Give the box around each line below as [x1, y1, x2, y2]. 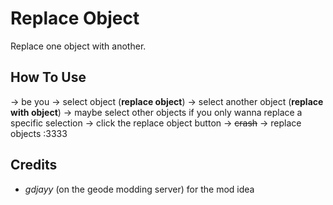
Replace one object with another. [10, 40, 147, 52]
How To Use [10, 69, 87, 86]
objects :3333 [10, 127, 68, 139]
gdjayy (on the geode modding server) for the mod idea [24, 183, 255, 195]
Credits [10, 157, 58, 174]
